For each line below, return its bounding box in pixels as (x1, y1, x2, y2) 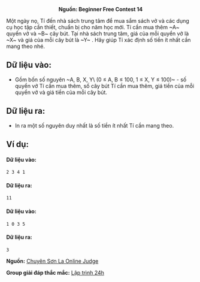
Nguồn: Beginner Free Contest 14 (58, 6, 143, 13)
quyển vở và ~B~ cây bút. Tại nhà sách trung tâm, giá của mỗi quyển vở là (6, 30, 189, 37)
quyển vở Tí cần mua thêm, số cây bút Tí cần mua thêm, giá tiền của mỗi (14, 82, 195, 89)
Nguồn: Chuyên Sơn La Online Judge (6, 257, 99, 265)
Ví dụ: (6, 140, 29, 150)
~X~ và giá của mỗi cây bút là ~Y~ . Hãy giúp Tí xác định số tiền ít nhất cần (6, 37, 191, 43)
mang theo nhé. (6, 43, 46, 50)
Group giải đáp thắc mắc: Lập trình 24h (6, 269, 105, 276)
